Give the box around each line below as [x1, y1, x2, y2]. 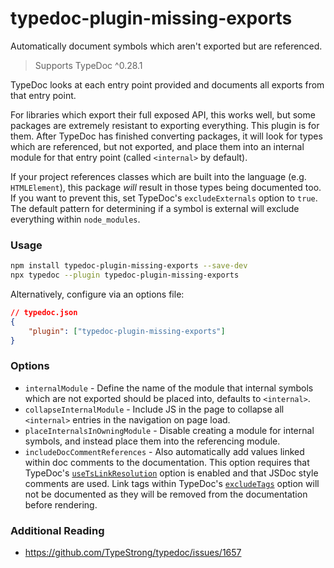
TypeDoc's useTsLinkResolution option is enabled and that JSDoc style [24, 467, 319, 479]
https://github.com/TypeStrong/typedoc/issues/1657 [24, 547, 242, 559]
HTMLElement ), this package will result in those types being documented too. [10, 181, 322, 193]
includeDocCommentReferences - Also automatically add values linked [24, 445, 305, 457]
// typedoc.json [10, 307, 78, 317]
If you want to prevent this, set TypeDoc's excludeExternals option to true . [10, 192, 318, 204]
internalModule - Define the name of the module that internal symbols [24, 382, 314, 394]
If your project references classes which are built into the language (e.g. [10, 170, 307, 182]
